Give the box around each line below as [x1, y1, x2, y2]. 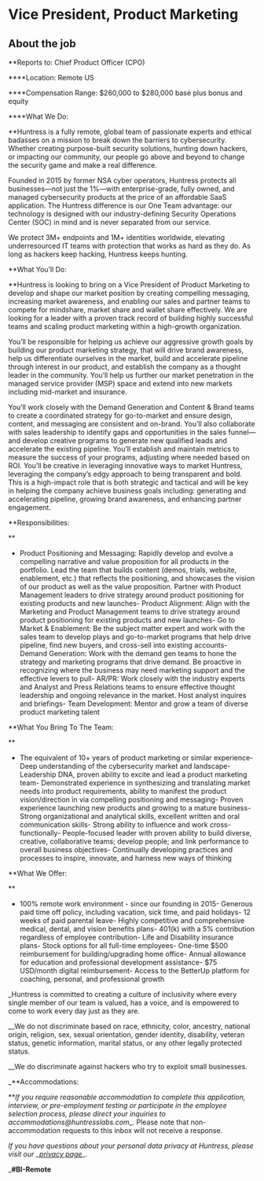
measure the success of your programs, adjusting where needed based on [8, 452, 250, 462]
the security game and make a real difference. [8, 161, 157, 170]
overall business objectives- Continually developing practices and [19, 845, 233, 854]
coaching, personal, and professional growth [19, 974, 165, 984]
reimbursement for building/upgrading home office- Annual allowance [19, 950, 247, 958]
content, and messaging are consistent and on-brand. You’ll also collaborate [8, 419, 255, 428]
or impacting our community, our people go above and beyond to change [8, 152, 245, 161]
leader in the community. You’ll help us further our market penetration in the [8, 371, 254, 379]
